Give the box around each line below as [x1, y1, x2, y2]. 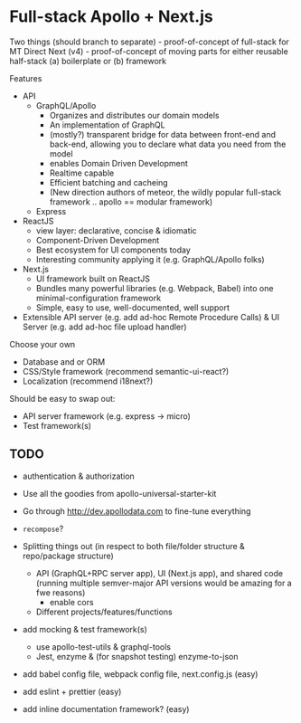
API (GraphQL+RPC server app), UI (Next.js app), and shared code [35, 567, 283, 578]
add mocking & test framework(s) [22, 623, 147, 634]
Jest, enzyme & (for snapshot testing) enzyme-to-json [35, 651, 239, 661]
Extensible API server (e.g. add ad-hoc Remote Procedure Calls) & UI [22, 311, 280, 322]
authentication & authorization [22, 471, 136, 481]
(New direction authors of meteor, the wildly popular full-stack [49, 186, 282, 197]
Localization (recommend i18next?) [22, 376, 154, 386]
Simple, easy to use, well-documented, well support [35, 301, 230, 313]
